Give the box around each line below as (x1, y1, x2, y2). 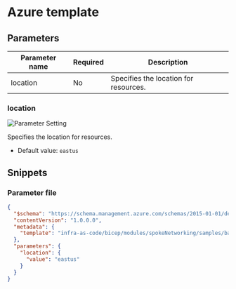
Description (147, 58, 188, 67)
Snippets (7, 166, 48, 179)
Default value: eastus (17, 147, 79, 155)
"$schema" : (13, 210, 46, 217)
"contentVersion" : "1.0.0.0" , (13, 217, 102, 224)
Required (72, 58, 104, 67)
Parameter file (7, 187, 57, 197)
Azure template (7, 4, 100, 20)
